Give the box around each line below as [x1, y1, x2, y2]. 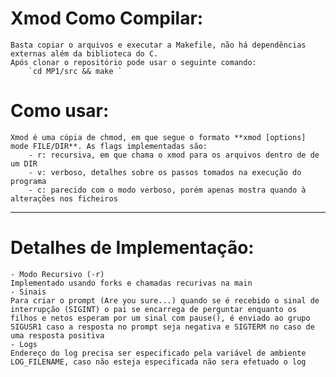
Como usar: [10, 100, 110, 122]
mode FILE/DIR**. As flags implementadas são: [10, 141, 208, 151]
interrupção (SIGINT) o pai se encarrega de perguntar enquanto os [10, 304, 298, 314]
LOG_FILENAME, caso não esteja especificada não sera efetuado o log [10, 357, 307, 367]
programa [10, 176, 47, 186]
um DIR [10, 158, 38, 169]
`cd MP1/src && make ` [28, 66, 123, 76]
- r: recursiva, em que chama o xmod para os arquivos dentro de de [28, 150, 320, 160]
